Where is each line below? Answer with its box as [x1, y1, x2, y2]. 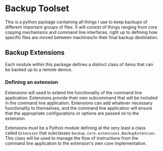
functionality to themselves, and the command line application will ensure [5, 105, 152, 111]
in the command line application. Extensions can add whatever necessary [5, 100, 153, 106]
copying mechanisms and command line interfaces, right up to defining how [5, 29, 158, 35]
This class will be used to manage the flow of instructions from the [5, 135, 139, 141]
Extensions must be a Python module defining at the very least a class [5, 125, 146, 131]
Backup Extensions [5, 49, 65, 57]
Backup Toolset [5, 3, 70, 14]
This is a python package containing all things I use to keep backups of [5, 19, 147, 25]
